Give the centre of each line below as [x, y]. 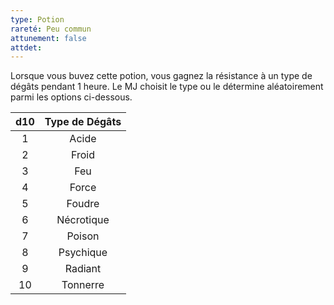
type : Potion [37, 19]
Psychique [83, 253]
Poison [83, 236]
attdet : [26, 47]
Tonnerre [83, 285]
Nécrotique [83, 220]
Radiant [83, 269]
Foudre [83, 204]
